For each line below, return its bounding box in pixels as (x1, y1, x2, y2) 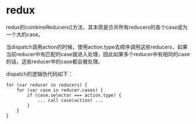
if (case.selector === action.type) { (27, 92, 122, 98)
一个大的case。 (6, 30, 44, 38)
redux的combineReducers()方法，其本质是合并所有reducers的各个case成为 (6, 23, 188, 30)
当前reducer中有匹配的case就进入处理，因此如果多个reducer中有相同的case (6, 50, 190, 57)
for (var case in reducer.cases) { (16, 87, 104, 93)
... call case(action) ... (37, 97, 104, 103)
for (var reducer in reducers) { (6, 82, 88, 88)
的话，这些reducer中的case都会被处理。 (6, 58, 104, 65)
